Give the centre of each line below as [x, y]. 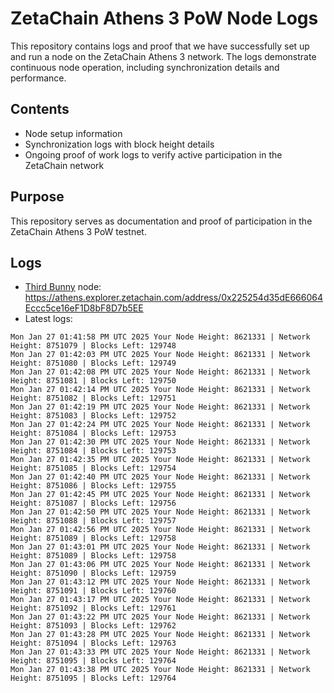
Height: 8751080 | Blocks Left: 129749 [93, 363]
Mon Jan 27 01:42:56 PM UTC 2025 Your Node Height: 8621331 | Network [160, 530]
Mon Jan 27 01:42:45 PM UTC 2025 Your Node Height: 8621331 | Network [160, 495]
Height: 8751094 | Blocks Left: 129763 [93, 643]
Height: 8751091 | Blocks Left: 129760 [93, 591]
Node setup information [73, 133]
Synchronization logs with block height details [119, 144]
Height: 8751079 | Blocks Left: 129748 [93, 346]
